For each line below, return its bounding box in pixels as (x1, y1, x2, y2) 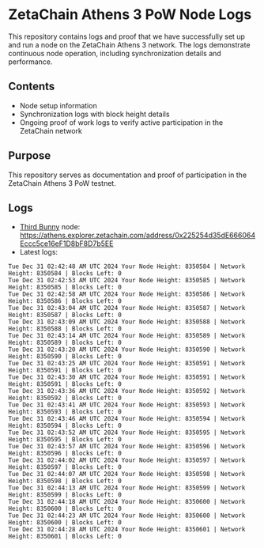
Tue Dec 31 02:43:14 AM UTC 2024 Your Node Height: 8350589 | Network (8, 332, 246, 340)
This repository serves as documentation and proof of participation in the (8, 170, 247, 180)
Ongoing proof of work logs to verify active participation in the (19, 117, 224, 127)
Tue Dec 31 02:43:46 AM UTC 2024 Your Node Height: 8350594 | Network (8, 415, 246, 423)
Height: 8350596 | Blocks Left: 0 (8, 449, 123, 458)
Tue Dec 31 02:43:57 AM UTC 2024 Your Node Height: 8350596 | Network (8, 443, 246, 451)
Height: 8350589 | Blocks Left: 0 (8, 338, 123, 347)
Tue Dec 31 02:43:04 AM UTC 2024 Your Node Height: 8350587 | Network (8, 304, 246, 312)
